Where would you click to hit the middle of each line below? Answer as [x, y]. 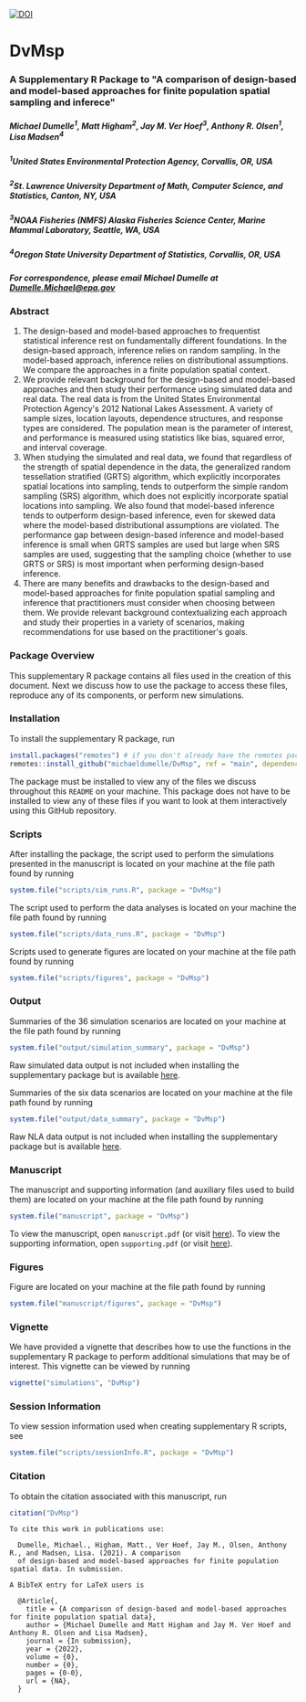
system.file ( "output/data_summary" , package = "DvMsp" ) [117, 1119]
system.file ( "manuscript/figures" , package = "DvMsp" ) [116, 1304]
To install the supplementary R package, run [92, 738]
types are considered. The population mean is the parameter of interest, [158, 428]
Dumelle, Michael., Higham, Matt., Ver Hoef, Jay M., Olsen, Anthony [152, 1545]
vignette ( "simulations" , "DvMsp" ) [75, 1383]
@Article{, [38, 1602]
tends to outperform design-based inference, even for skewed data [149, 515]
